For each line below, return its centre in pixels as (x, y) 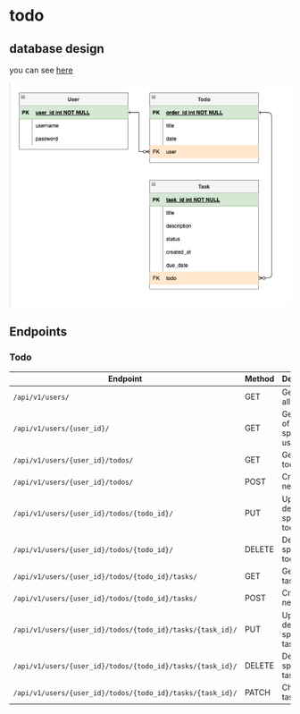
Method (259, 379)
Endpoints (38, 331)
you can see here (41, 70)
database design (57, 49)
